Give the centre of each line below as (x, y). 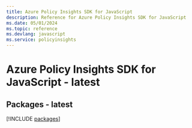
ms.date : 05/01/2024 (32, 23)
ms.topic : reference (32, 29)
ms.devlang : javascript (36, 34)
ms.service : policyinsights (41, 40)
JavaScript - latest (53, 82)
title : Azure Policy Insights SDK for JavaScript (70, 12)
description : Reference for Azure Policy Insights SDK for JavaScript (96, 17)
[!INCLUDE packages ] (33, 119)
